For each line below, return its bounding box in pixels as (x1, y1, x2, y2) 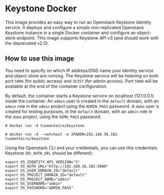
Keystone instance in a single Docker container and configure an (5, 30, 136, 35)
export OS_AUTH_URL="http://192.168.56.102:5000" (5, 163, 109, 169)
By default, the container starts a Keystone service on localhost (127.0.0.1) (5, 93, 154, 98)
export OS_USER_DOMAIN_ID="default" (5, 168, 80, 173)
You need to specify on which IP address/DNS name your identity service (5, 67, 154, 73)
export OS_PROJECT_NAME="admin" (5, 177, 71, 182)
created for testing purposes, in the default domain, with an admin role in (5, 108, 153, 114)
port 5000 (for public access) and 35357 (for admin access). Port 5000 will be (5, 78, 158, 84)
